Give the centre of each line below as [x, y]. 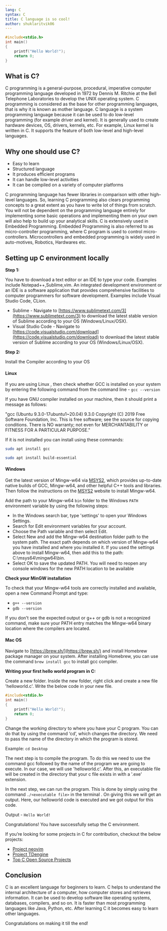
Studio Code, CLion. [26, 301]
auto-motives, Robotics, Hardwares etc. [46, 242]
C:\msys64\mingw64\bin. [39, 558]
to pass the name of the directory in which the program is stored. [72, 739]
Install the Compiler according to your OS [48, 361]
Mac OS [13, 640]
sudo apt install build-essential [41, 458]
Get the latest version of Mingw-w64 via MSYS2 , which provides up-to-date [83, 480]
